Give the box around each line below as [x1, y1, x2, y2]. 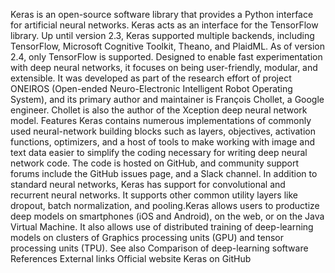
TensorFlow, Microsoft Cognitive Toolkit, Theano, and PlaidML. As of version [10, 40, 326, 52]
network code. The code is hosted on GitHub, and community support [10, 157, 300, 169]
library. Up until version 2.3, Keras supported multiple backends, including [10, 30, 315, 41]
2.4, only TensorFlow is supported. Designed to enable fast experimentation [10, 51, 323, 63]
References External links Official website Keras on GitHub [10, 253, 252, 264]
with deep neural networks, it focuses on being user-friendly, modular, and [10, 62, 318, 73]
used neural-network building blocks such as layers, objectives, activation [10, 125, 316, 137]
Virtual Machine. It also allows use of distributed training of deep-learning [10, 221, 314, 233]
